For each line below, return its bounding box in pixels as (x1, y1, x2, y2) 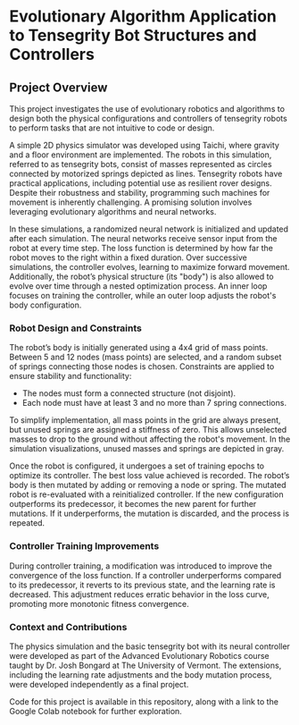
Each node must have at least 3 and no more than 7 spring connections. (21, 398, 287, 409)
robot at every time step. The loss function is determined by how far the (9, 243, 274, 253)
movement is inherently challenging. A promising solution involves (9, 197, 253, 207)
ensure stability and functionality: (9, 371, 132, 382)
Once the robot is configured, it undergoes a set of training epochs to (9, 460, 265, 471)
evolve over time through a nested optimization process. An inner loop (9, 281, 268, 291)
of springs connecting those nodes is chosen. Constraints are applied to (9, 361, 275, 372)
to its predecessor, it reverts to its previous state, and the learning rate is (9, 579, 276, 590)
